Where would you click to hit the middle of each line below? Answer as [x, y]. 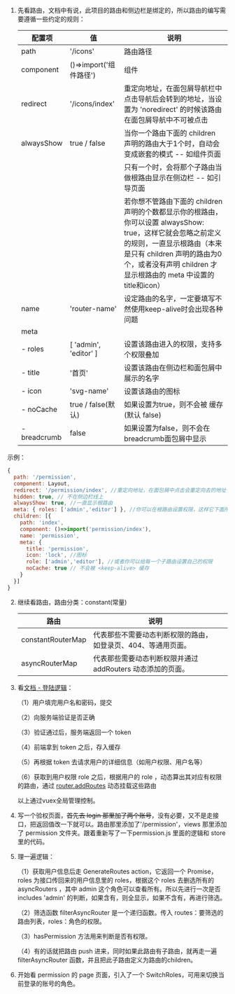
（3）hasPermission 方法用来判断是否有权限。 [84, 936]
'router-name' [93, 309]
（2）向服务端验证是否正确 [56, 717]
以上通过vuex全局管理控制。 [58, 800]
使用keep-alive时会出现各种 [177, 309]
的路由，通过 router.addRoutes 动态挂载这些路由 [87, 785]
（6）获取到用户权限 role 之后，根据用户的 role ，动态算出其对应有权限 [120, 777]
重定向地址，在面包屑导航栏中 [173, 88]
